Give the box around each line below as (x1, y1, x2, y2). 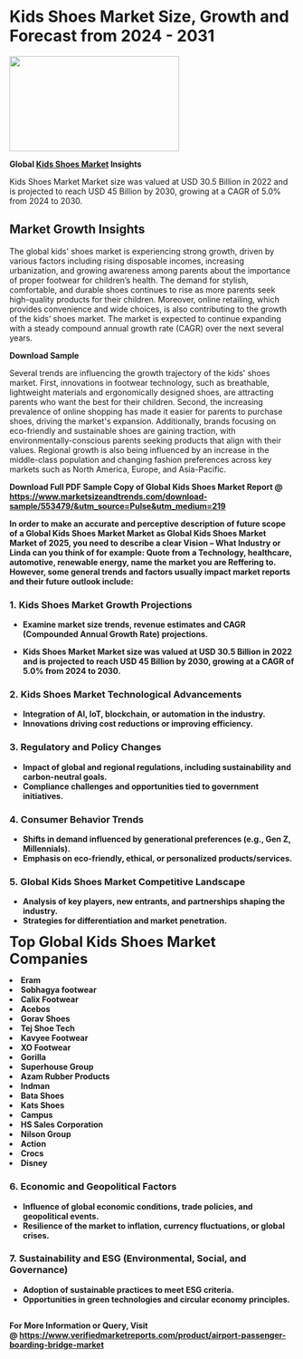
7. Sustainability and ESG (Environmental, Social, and (9, 1252, 247, 1265)
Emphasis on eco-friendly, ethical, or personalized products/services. (22, 853, 292, 863)
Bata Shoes (21, 1090, 65, 1102)
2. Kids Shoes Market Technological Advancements (9, 688, 242, 700)
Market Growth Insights (9, 222, 146, 237)
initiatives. (22, 790, 64, 801)
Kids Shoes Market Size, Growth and (9, 6, 289, 27)
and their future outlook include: (9, 575, 134, 586)
